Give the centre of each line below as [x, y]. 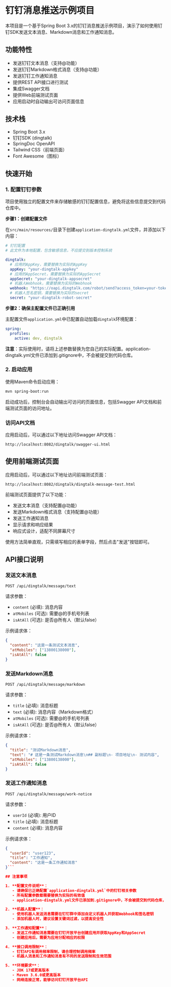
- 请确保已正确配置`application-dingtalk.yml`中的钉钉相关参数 [74, 890]
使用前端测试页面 [32, 462]
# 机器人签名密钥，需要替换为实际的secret [49, 293]
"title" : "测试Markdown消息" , [40, 750]
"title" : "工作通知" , [31, 858]
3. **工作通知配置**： [27, 928]
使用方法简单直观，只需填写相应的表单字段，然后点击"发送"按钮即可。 [79, 542]
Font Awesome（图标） [37, 156]
